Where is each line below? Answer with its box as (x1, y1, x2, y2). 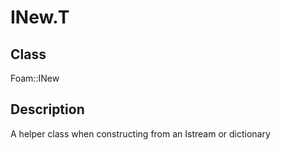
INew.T (10, 6, 70, 29)
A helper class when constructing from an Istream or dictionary (10, 127, 271, 140)
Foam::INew (10, 72, 60, 84)
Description (10, 101, 85, 118)
